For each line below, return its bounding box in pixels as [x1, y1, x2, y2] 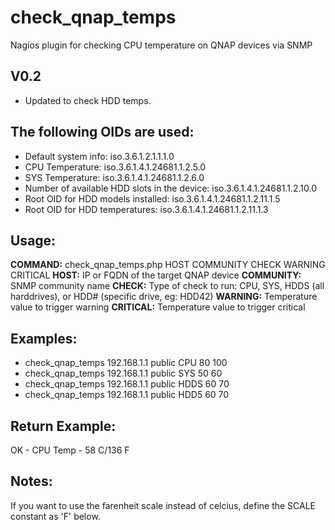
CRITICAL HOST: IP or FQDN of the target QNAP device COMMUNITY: [10, 269, 302, 281]
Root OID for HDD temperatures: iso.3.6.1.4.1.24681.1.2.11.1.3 [24, 203, 269, 215]
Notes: [10, 473, 53, 490]
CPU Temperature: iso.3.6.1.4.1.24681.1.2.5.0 [24, 161, 207, 173]
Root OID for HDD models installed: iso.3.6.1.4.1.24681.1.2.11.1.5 [24, 192, 281, 205]
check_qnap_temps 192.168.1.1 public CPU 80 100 [24, 357, 228, 369]
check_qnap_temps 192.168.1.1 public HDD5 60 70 [24, 389, 230, 401]
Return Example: [10, 417, 117, 435]
